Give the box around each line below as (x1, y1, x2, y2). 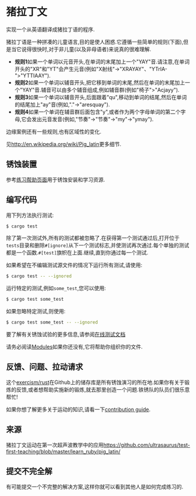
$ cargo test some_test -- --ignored (6, 320, 98, 325)
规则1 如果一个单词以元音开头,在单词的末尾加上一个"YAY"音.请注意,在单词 (14, 58, 190, 65)
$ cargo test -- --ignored (6, 273, 72, 279)
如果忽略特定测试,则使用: (6, 308, 66, 315)
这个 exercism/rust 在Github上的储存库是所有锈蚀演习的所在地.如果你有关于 (6, 379, 185, 386)
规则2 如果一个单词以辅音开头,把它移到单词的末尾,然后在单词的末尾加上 (14, 79, 185, 86)
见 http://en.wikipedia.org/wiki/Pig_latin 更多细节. (6, 140, 122, 147)
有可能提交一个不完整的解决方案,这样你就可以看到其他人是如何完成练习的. (6, 483, 184, 490)
